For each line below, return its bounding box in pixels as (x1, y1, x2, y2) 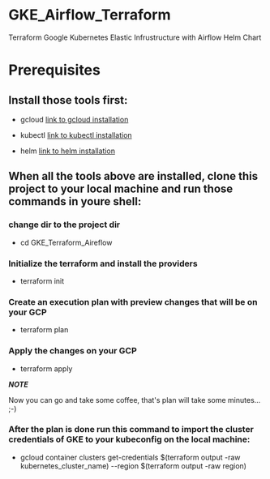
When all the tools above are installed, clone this (8, 169, 259, 183)
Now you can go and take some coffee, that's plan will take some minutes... (8, 395, 261, 404)
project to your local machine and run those (8, 182, 234, 196)
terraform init (19, 276, 65, 285)
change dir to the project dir (8, 219, 120, 230)
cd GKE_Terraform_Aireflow (19, 237, 113, 247)
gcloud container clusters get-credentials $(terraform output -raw (19, 452, 241, 462)
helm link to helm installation (19, 146, 116, 156)
